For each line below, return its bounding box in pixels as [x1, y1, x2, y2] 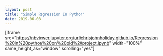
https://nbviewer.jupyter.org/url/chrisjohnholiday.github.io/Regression [16, 35, 158, 41]
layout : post [5, 7, 32, 12]
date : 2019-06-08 [5, 16, 41, 21]
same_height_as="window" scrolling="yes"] [5, 45, 95, 52]
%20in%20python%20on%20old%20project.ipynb [5, 40, 110, 46]
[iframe [5, 30, 20, 36]
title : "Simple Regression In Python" [5, 12, 85, 17]
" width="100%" [109, 40, 142, 46]
